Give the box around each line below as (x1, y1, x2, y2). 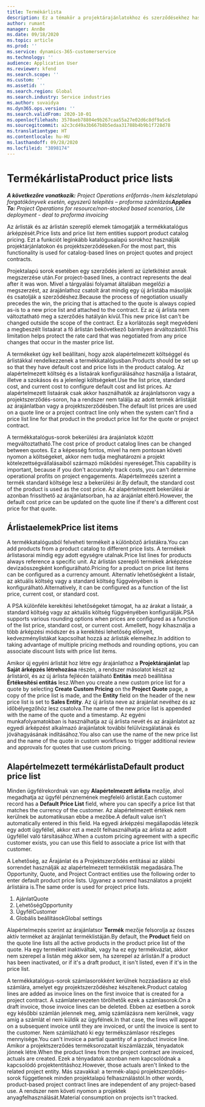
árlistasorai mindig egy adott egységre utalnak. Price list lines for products (7, 552, 192, 559)
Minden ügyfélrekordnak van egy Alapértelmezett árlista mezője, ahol (7, 787, 184, 795)
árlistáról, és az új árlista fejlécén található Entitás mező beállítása (7, 672, 172, 680)
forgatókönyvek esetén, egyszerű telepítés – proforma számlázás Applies (7, 198, 192, 205)
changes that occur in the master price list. (7, 338, 114, 345)
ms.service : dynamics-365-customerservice (7, 49, 116, 55)
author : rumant (7, 20, 46, 26)
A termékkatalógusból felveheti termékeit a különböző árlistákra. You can (7, 538, 189, 546)
